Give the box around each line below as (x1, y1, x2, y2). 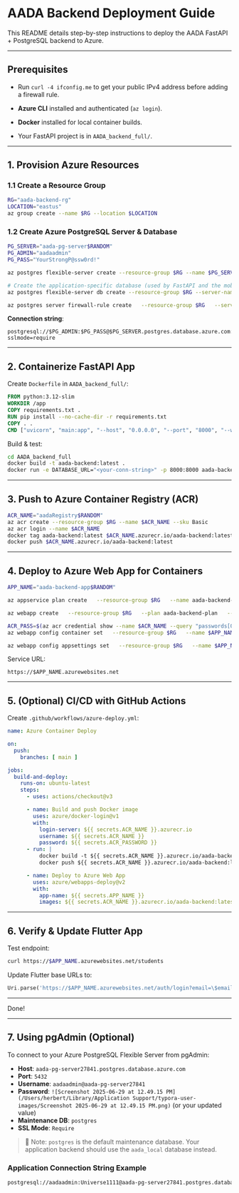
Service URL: (7, 655, 46, 663)
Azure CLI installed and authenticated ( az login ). (17, 104, 162, 112)
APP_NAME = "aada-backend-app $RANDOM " (7, 584, 116, 591)
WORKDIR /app (7, 400, 46, 408)
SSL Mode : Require (17, 1123, 75, 1132)
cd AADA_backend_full (7, 453, 72, 460)
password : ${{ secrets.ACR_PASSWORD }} (38, 839, 158, 847)
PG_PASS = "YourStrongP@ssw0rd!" (7, 256, 100, 263)
